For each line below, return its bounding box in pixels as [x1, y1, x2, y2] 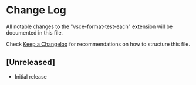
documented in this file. [6, 29, 63, 36]
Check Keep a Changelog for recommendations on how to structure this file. [6, 40, 191, 47]
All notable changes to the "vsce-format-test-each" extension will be [6, 23, 173, 30]
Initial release [14, 73, 47, 80]
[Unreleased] [6, 57, 56, 67]
